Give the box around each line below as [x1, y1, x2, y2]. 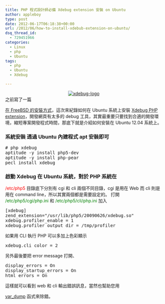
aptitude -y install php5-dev [5, 150, 79, 155]
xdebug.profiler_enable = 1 [5, 218, 74, 223]
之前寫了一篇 [5, 96, 31, 102]
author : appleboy [5, 12, 41, 17]
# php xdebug [5, 145, 37, 150]
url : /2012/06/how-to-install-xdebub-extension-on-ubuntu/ [5, 26, 131, 31]
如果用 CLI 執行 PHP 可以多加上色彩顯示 [5, 233, 87, 239]
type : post [5, 16, 28, 21]
